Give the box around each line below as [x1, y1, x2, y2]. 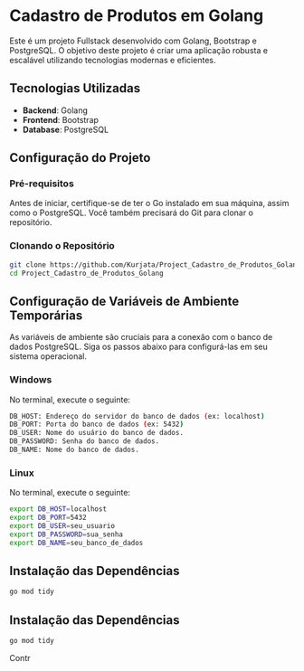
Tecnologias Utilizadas [9, 80, 141, 96]
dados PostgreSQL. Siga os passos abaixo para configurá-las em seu [9, 341, 269, 353]
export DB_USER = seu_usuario [9, 522, 116, 531]
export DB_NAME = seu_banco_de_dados [9, 538, 144, 547]
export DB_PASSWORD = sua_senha [9, 530, 124, 539]
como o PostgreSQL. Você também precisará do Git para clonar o [9, 207, 253, 218]
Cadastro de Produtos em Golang [9, 5, 264, 26]
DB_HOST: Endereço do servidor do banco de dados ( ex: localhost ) [9, 411, 265, 421]
